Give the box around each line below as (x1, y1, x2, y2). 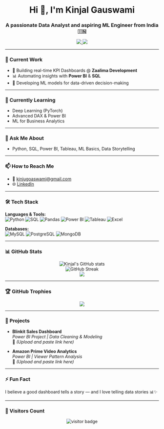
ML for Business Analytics (12, 118, 65, 124)
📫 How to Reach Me (5, 163, 54, 170)
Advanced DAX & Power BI (12, 113, 66, 119)
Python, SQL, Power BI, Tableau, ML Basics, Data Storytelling (12, 146, 135, 152)
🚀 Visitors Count (5, 408, 45, 414)
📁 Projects (5, 317, 30, 324)
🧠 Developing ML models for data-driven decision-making (12, 80, 129, 86)
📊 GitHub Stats (5, 248, 42, 255)
